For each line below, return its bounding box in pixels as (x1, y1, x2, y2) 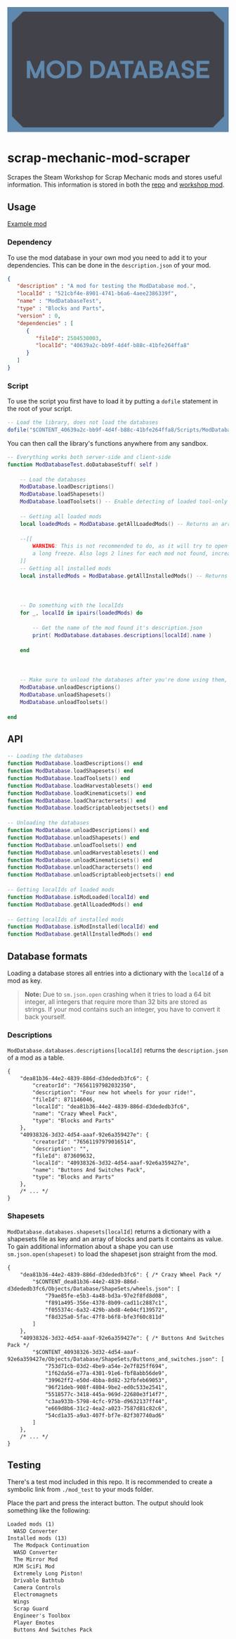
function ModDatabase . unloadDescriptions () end (7, 827, 150, 834)
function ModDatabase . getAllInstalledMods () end (7, 931, 152, 938)
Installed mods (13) (7, 1535, 68, 1542)
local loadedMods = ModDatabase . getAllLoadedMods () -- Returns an (20, 520, 218, 527)
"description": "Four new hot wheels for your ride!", (32, 1089, 197, 1096)
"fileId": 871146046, (32, 1096, 96, 1103)
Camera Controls (13, 1584, 61, 1591)
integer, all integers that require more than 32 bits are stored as (24, 997, 207, 1006)
